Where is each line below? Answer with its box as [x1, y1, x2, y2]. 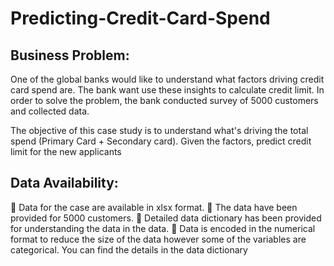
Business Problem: [10, 47, 130, 64]
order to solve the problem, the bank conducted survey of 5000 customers [10, 95, 319, 106]
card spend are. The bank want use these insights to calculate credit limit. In [10, 84, 325, 96]
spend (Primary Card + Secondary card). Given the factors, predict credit [10, 135, 312, 147]
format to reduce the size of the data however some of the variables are [10, 233, 307, 245]
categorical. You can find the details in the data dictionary [10, 243, 248, 256]
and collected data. [10, 105, 90, 117]
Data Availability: [10, 175, 119, 192]
